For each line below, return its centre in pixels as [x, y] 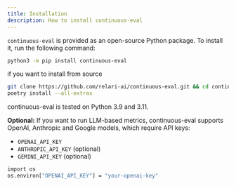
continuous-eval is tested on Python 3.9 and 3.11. [78, 107]
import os [22, 169]
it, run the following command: [52, 48]
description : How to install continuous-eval [75, 20]
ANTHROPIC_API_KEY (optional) [59, 149]
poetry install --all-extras [50, 93]
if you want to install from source [55, 74]
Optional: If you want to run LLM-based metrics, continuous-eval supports [115, 121]
